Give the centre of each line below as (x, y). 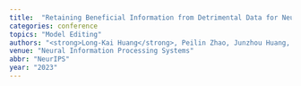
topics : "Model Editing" (56, 34)
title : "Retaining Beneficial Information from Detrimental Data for (144, 17)
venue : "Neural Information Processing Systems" (102, 51)
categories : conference (54, 26)
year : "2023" (34, 68)
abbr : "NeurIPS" (39, 59)
